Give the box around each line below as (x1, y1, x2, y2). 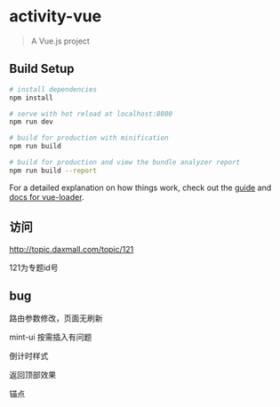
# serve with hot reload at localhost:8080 (9, 109, 173, 118)
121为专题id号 (9, 262, 59, 273)
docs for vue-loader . (9, 191, 84, 202)
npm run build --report (9, 166, 98, 175)
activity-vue (9, 6, 102, 27)
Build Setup (9, 61, 75, 76)
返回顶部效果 (9, 370, 56, 380)
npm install (9, 93, 53, 102)
